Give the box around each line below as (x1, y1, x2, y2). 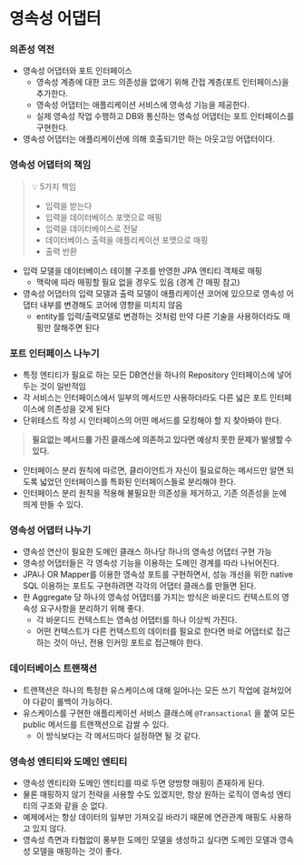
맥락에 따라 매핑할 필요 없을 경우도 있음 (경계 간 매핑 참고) (35, 277, 240, 287)
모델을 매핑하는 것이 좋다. (32, 845, 123, 856)
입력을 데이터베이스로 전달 (44, 223, 139, 234)
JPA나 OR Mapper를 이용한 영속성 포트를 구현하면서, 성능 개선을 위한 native (22, 569, 293, 580)
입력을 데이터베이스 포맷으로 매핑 (44, 211, 162, 223)
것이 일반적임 (39, 381, 86, 392)
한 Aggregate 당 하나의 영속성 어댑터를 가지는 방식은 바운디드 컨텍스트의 (22, 592, 280, 603)
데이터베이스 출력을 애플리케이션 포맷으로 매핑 (44, 234, 209, 246)
